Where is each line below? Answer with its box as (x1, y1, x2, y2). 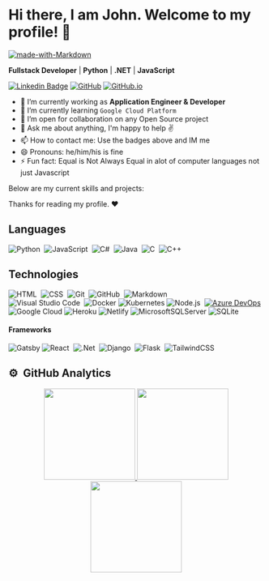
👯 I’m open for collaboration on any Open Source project (19, 113, 209, 123)
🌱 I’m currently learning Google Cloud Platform (19, 105, 177, 115)
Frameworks (8, 325, 52, 335)
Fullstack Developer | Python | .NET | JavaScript (8, 65, 175, 75)
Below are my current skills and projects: (8, 183, 144, 193)
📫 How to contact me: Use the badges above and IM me (19, 135, 211, 145)
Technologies (8, 267, 79, 281)
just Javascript (19, 168, 70, 177)
